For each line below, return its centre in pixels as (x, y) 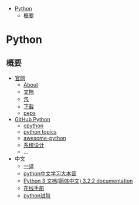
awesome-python (45, 138)
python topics (40, 132)
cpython (33, 125)
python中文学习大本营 (50, 173)
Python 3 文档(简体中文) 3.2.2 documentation (78, 181)
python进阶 (37, 196)
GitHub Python (32, 119)
